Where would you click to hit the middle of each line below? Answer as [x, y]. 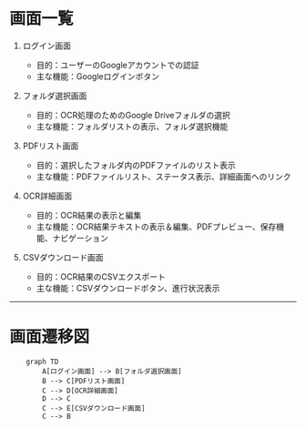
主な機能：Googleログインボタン [97, 76]
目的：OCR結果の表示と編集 [89, 215]
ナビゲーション [81, 238]
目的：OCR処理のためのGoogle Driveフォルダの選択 [133, 115]
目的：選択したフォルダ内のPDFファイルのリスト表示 [136, 165]
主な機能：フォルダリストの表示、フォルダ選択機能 [132, 126]
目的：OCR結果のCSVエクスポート [101, 276]
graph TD [42, 362]
